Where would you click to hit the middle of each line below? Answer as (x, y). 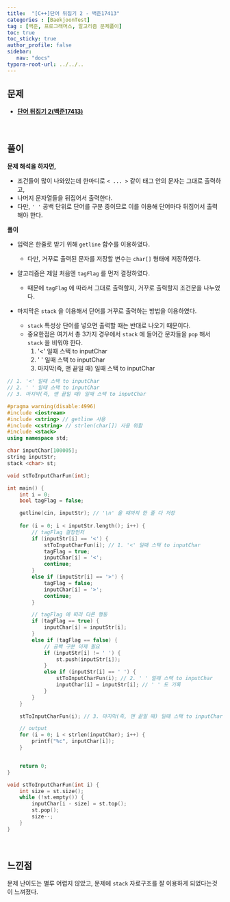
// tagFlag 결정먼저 (58, 532)
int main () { (26, 488)
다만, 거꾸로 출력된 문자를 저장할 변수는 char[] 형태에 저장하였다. (114, 259)
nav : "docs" (33, 58)
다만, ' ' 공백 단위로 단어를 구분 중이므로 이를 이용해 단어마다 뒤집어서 (111, 207)
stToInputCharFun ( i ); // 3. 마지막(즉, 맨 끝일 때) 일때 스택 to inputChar (121, 716)
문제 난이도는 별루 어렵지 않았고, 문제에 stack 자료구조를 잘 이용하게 (98, 884)
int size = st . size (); (52, 791)
